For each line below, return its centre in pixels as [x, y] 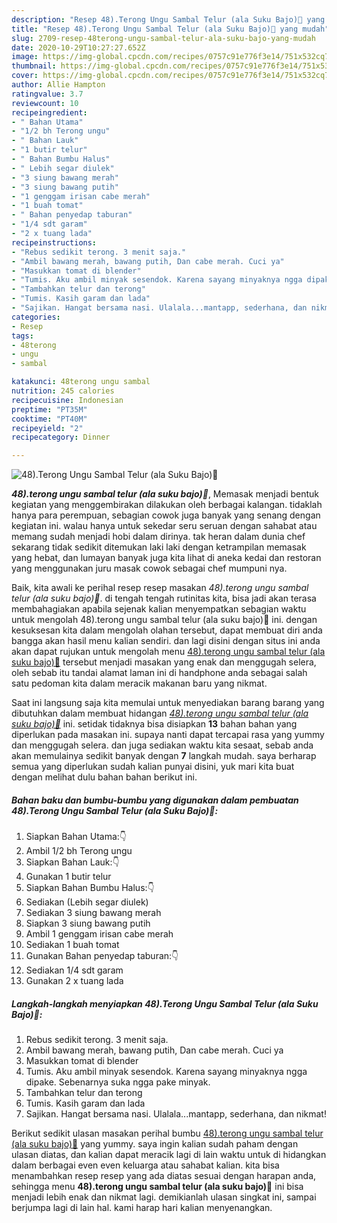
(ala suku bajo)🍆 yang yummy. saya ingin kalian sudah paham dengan [155, 1144]
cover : [25, 76]
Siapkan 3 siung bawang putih [88, 923]
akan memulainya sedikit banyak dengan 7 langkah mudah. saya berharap [164, 756]
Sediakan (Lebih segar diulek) [87, 902]
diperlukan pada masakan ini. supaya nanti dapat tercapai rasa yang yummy [168, 735]
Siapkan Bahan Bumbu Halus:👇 [90, 888]
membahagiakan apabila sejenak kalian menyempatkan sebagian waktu [159, 609]
